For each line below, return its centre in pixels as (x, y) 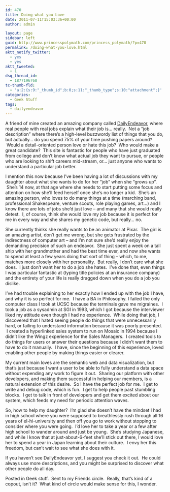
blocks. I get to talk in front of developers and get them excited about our (82, 395)
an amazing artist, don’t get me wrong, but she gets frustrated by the (77, 235)
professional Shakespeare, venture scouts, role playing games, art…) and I (83, 203)
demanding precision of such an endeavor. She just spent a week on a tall (83, 246)
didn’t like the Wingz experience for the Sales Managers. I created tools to (83, 336)
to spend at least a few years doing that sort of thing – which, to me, (77, 257)
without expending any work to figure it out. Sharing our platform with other (85, 374)
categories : (18, 95)
